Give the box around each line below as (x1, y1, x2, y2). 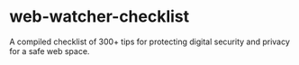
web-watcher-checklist (9, 6, 190, 27)
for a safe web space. (9, 45, 90, 56)
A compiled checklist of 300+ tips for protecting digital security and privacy (9, 36, 291, 47)
